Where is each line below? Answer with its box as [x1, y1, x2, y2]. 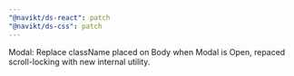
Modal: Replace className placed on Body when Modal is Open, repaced [8, 46, 286, 57]
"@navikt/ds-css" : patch [8, 22, 103, 31]
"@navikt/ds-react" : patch [8, 13, 111, 23]
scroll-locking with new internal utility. [8, 56, 151, 67]
